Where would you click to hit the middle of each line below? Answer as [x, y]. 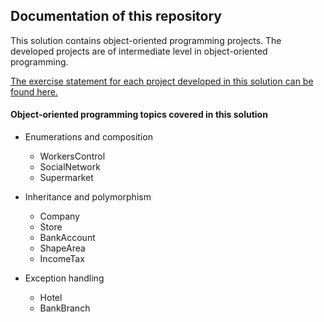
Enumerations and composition [88, 137]
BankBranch [65, 308]
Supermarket [66, 178]
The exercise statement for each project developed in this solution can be [162, 81]
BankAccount [67, 238]
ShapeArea [62, 248]
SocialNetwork [70, 167]
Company [59, 216]
